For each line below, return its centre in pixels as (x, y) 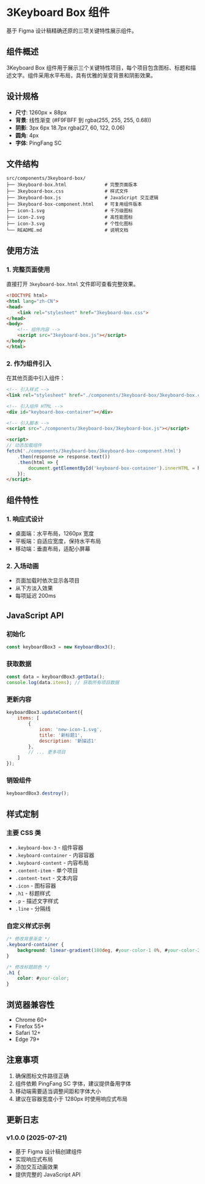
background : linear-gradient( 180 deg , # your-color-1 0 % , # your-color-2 (109, 950)
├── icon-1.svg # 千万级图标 (70, 211)
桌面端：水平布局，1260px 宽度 (55, 534)
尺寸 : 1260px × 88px (41, 112)
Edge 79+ (27, 1039)
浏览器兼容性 (31, 1005)
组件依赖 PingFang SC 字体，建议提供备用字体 (73, 1083)
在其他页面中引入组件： (36, 378)
